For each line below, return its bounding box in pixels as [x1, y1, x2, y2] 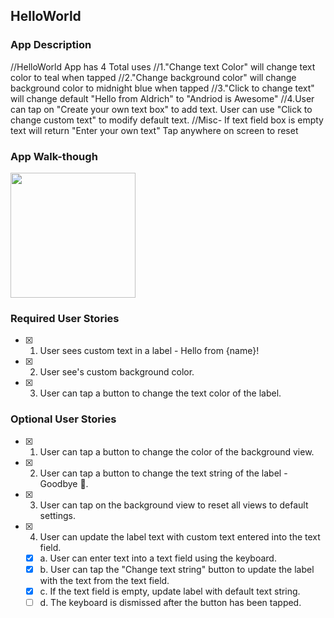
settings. [39, 509, 76, 521]
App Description [10, 38, 92, 52]
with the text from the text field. [39, 574, 170, 586]
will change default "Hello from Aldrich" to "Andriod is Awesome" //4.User [10, 92, 315, 104]
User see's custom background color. [39, 366, 195, 378]
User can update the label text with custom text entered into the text [39, 530, 321, 543]
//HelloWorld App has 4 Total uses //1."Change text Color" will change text [10, 60, 316, 73]
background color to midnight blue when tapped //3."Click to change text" [10, 82, 315, 94]
